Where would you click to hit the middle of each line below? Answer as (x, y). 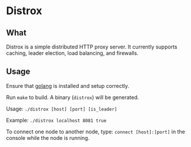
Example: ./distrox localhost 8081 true (56, 120)
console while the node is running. (48, 138)
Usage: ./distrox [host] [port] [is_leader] (62, 109)
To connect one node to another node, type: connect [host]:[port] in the (96, 132)
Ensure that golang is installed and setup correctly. (68, 86)
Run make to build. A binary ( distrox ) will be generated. (73, 97)
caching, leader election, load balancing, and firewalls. (72, 53)
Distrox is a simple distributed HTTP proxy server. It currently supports (92, 47)
